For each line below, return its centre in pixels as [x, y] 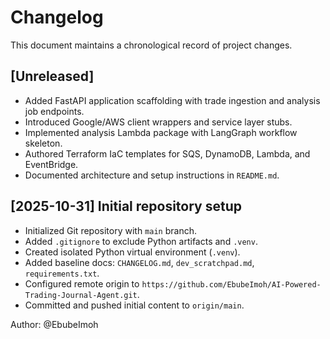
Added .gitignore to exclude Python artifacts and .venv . [141, 241]
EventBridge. [51, 164]
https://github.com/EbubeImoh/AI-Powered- [231, 284]
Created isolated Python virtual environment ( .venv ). [132, 252]
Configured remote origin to [82, 283]
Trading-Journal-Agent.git [81, 295]
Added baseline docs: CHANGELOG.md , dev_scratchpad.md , [139, 262]
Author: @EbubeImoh [54, 324]
